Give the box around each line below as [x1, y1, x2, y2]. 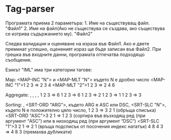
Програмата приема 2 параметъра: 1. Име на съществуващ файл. [5, 20, 150, 26]
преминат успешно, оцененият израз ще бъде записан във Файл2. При [5, 46, 161, 52]
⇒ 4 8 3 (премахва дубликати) [5, 128, 72, 135]
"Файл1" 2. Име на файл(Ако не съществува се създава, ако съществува [5, 25, 165, 31]
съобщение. [5, 57, 32, 63]
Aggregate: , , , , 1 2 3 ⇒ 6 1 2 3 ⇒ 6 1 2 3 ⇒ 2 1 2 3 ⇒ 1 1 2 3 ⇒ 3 [5, 92, 142, 98]
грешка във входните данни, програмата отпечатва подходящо [5, 51, 145, 58]
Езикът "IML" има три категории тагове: [5, 67, 92, 73]
